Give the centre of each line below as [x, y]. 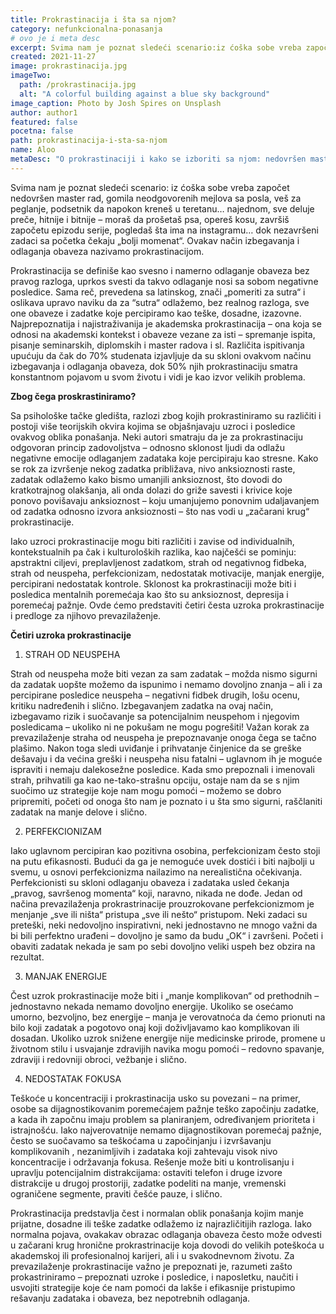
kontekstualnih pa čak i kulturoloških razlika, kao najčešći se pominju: [153, 552]
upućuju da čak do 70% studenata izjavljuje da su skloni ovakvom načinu [161, 355]
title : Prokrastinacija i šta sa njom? [93, 19]
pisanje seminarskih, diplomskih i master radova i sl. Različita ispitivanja [157, 345]
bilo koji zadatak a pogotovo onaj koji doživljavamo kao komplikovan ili [155, 1027]
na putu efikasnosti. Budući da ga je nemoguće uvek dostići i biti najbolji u [162, 861]
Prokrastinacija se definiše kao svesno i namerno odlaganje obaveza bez [160, 270]
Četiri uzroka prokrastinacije [71, 635]
